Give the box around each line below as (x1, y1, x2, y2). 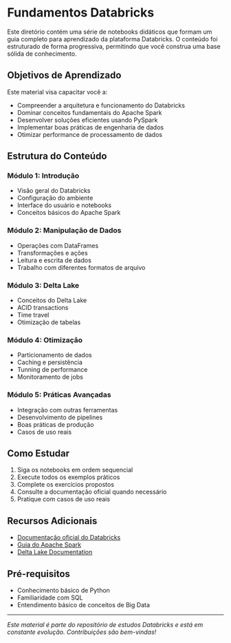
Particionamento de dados (16, 351, 92, 359)
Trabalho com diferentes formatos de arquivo (16, 263, 146, 271)
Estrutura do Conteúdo (7, 150, 107, 162)
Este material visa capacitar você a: (7, 87, 108, 96)
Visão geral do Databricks (16, 187, 91, 195)
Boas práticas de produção (16, 420, 94, 428)
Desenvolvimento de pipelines (16, 413, 103, 421)
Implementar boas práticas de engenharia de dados (16, 123, 164, 131)
